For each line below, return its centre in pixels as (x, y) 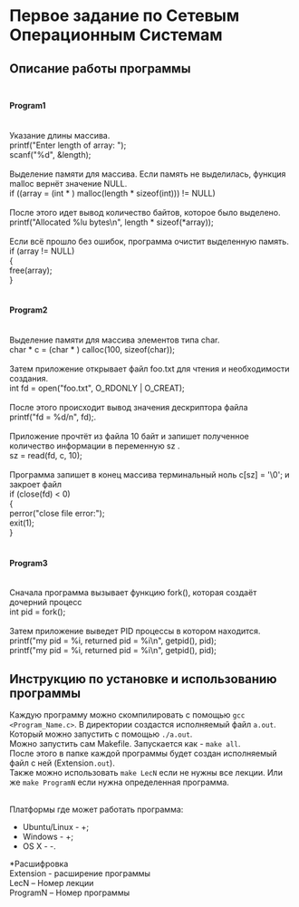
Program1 (28, 106)
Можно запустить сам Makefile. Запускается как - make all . (125, 743)
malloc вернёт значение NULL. (68, 183)
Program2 (29, 310)
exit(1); (22, 523)
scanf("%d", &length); (50, 154)
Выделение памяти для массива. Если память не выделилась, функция (148, 174)
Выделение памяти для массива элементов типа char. (115, 340)
